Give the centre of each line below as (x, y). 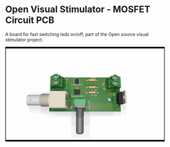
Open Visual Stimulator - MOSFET (78, 9)
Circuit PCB (30, 20)
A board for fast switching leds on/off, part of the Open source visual (77, 34)
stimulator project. (24, 40)
